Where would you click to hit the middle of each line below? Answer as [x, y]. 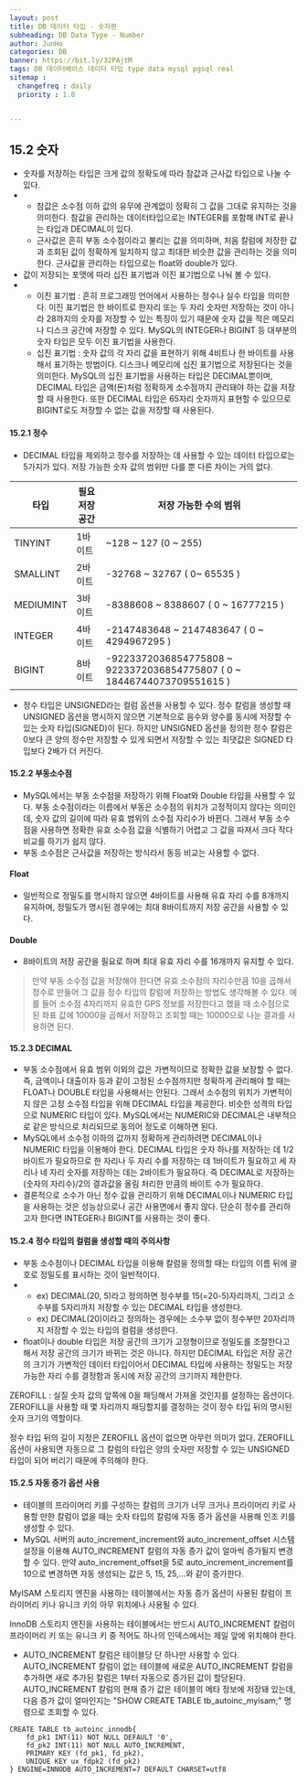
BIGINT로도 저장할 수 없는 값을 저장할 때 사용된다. [125, 410]
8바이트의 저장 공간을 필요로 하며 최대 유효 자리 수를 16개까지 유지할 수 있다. [158, 961]
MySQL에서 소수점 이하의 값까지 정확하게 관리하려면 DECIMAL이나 [142, 1138]
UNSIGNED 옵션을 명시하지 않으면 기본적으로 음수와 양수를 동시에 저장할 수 [157, 716]
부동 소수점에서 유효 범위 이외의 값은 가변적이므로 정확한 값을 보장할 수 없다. [158, 1069]
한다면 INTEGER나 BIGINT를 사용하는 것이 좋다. [125, 1219]
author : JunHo [37, 43]
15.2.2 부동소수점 [41, 773]
